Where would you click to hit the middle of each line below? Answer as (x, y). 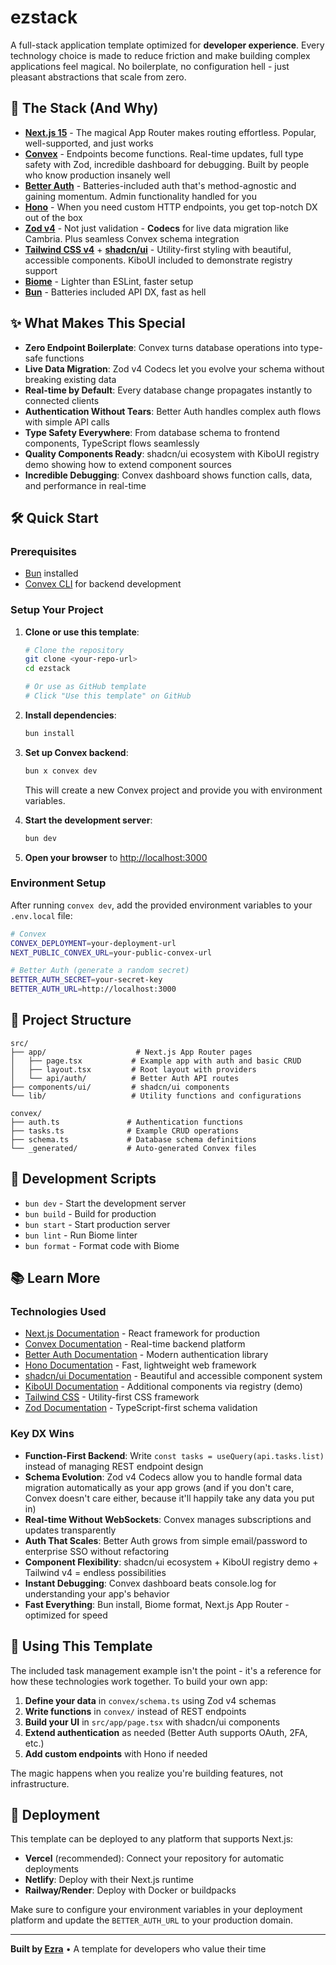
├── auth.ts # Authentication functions (127, 1122)
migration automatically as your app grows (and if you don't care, (159, 1487)
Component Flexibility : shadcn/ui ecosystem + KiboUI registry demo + (171, 1562)
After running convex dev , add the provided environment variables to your (161, 905)
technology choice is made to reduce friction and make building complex (160, 55)
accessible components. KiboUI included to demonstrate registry (158, 260)
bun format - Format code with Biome (102, 1245)
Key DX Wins (42, 1434)
